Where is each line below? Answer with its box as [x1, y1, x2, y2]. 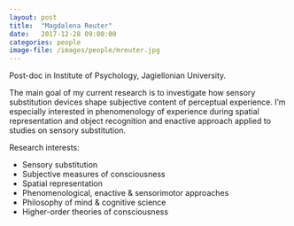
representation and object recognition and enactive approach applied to [9, 116, 272, 127]
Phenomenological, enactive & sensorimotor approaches [21, 188, 229, 199]
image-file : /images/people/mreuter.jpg [9, 46, 161, 55]
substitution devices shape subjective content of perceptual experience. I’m [9, 97, 286, 107]
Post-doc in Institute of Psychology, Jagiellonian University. [9, 70, 227, 81]
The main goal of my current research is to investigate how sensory [9, 88, 256, 98]
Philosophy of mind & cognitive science [21, 197, 166, 208]
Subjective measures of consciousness [21, 169, 166, 180]
